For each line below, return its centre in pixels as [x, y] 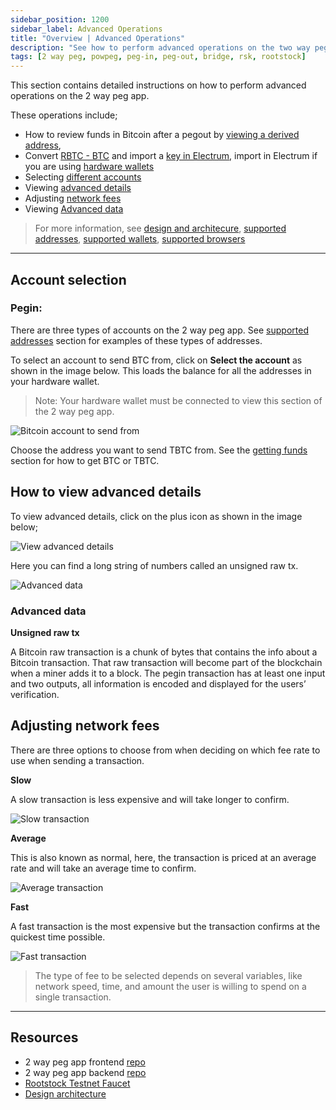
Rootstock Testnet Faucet [77, 1083]
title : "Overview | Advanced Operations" [98, 38]
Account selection [68, 279]
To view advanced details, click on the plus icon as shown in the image [156, 516]
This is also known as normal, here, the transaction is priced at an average [163, 857]
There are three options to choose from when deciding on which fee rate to [165, 750]
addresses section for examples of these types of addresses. [136, 340]
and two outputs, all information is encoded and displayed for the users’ [158, 683]
